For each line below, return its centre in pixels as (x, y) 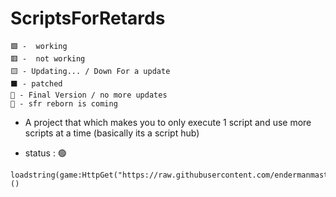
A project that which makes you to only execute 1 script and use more (168, 122)
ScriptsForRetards (88, 18)
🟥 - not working (48, 58)
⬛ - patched (36, 83)
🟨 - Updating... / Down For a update (90, 71)
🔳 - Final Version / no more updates (89, 95)
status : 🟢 (45, 153)
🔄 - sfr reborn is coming (64, 103)
